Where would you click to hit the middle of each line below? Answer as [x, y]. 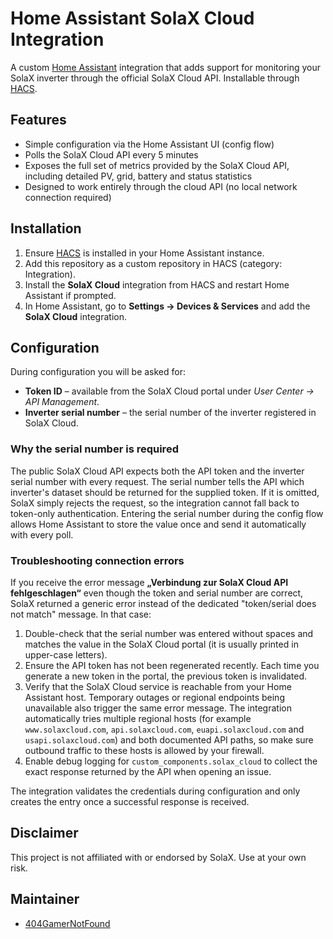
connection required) [68, 197]
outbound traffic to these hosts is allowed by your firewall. [144, 750]
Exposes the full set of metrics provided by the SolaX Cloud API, [157, 165]
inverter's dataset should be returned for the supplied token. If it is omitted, [165, 492]
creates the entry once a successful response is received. [130, 801]
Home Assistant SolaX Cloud [132, 18]
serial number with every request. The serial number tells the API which [157, 481]
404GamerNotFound [67, 923]
